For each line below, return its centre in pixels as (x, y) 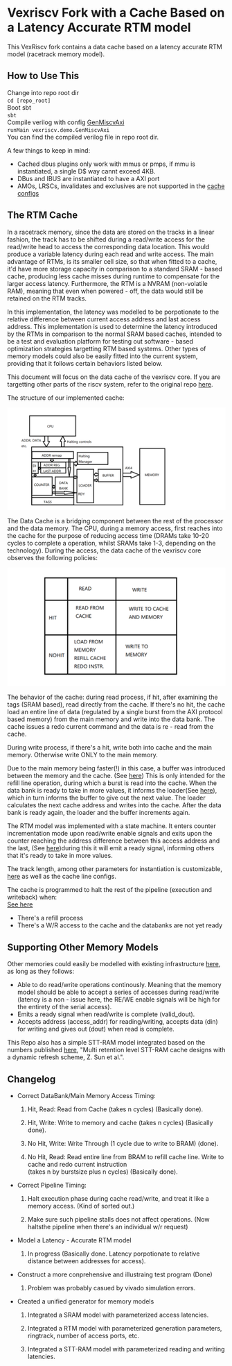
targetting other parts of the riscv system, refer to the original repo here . (110, 384)
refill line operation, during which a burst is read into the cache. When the (112, 783)
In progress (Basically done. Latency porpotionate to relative (114, 1254)
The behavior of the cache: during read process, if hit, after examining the (113, 697)
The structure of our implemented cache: (66, 398)
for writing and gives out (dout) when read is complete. (96, 1029)
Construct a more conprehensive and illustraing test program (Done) (115, 1274)
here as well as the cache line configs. (62, 877)
